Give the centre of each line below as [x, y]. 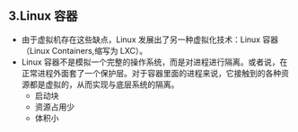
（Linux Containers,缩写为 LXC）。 [84, 50]
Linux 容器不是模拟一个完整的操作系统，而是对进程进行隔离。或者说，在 [154, 62]
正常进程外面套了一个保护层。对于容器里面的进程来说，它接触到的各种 [151, 73]
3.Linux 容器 [43, 16]
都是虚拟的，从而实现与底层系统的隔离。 [104, 84]
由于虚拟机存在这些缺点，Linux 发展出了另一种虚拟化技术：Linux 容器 [150, 40]
